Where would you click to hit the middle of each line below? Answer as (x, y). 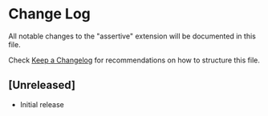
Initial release (42, 104)
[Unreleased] (42, 85)
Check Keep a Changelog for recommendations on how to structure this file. (134, 60)
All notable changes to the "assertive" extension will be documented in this (132, 36)
